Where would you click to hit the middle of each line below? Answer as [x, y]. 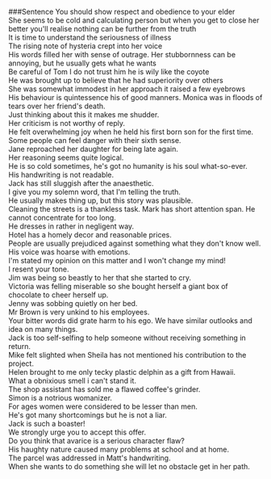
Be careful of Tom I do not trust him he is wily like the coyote [109, 71]
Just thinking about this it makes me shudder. [84, 115]
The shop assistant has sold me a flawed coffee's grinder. [104, 389]
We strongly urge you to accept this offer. [77, 432]
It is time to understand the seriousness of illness [90, 37]
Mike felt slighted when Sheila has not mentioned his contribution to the [127, 355]
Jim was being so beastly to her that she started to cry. [100, 277]
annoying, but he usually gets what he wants [83, 63]
